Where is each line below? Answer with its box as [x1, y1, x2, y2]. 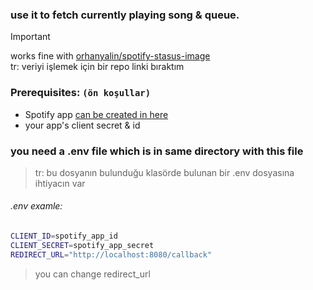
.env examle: [10, 200, 63, 212]
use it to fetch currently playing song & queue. [10, 8, 240, 22]
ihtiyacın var [34, 177, 86, 189]
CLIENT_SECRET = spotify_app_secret [10, 240, 155, 250]
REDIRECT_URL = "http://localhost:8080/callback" [10, 249, 213, 260]
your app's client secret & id [24, 119, 141, 131]
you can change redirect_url [34, 268, 151, 280]
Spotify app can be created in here [24, 108, 169, 120]
